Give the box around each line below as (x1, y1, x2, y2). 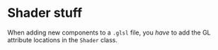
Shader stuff (7, 5, 83, 21)
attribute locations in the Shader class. (7, 35, 118, 44)
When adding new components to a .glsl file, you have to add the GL (7, 28, 211, 37)
